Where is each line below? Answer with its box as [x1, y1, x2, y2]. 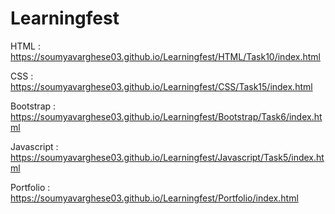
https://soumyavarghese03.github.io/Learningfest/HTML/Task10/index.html [10, 50, 321, 62]
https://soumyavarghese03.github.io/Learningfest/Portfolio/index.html [10, 192, 299, 204]
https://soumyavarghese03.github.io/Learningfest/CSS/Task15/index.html [10, 80, 313, 92]
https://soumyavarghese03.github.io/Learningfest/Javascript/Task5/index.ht [10, 151, 325, 163]
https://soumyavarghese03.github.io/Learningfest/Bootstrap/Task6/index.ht [10, 110, 323, 122]
